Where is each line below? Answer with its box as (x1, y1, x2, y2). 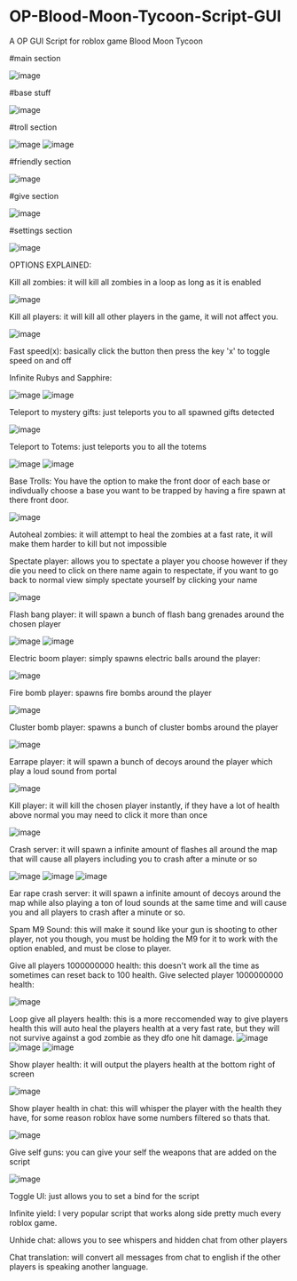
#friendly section (9, 156, 72, 166)
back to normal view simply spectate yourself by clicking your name (9, 574, 258, 585)
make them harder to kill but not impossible (9, 538, 167, 548)
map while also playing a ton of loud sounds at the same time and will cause (9, 897, 287, 908)
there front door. (9, 494, 69, 505)
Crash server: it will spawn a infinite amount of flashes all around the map (9, 844, 277, 854)
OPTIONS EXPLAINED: (9, 260, 91, 270)
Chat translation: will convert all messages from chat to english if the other (9, 1252, 281, 1262)
